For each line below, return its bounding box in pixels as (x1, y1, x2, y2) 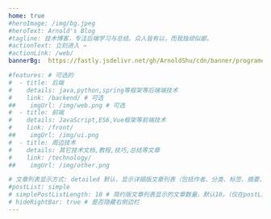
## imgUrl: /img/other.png (8, 161, 110, 169)
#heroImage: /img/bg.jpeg (8, 19, 95, 27)
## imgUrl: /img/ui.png (8, 131, 99, 139)
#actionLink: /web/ (8, 49, 74, 57)
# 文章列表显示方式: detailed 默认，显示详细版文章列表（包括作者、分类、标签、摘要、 (8, 176, 266, 184)
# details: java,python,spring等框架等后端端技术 (8, 86, 179, 94)
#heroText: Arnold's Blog (8, 27, 95, 35)
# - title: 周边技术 (8, 138, 77, 147)
